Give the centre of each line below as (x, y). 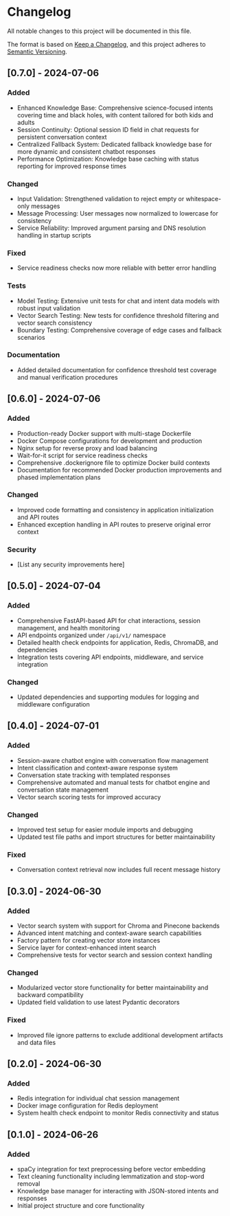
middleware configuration (54, 704)
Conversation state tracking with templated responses (93, 775)
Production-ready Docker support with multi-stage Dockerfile (104, 433)
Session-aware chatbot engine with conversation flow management (113, 760)
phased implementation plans (59, 477)
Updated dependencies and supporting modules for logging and (108, 697)
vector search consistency (55, 323)
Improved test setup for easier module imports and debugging (105, 830)
